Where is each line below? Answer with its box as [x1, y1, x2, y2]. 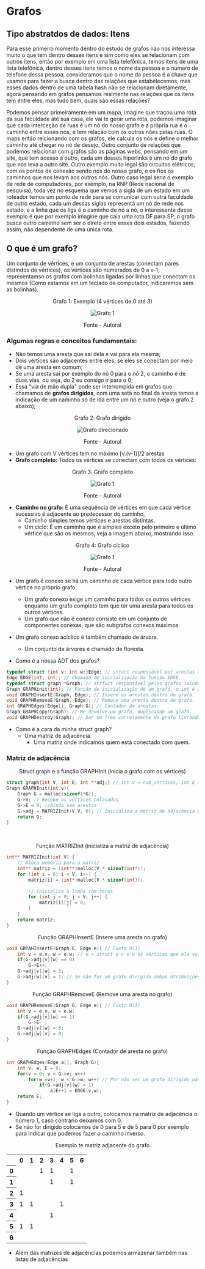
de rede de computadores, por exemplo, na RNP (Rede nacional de [6, 180, 175, 187]
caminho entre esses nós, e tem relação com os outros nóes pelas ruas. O [6, 128, 193, 135]
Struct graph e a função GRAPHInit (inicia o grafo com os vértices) [19, 768, 186, 775]
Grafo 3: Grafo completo [72, 468, 133, 475]
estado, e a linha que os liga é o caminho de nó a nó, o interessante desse [6, 206, 193, 214]
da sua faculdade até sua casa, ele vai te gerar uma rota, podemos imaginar [6, 115, 197, 122]
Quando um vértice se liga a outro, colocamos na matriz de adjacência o [15, 1110, 198, 1117]
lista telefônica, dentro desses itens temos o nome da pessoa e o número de [6, 64, 198, 72]
